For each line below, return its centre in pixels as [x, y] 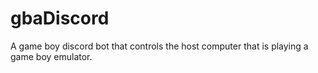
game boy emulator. [51, 56]
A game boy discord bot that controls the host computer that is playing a [159, 46]
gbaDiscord [60, 18]
